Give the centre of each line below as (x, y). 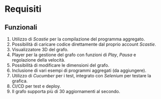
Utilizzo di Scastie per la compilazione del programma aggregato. (78, 39)
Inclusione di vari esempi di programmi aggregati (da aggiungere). (79, 70)
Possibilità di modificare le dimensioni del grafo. (60, 65)
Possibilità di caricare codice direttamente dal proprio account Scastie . (84, 44)
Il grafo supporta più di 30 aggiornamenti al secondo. (66, 91)
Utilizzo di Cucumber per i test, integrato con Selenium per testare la (81, 76)
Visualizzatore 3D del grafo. (40, 49)
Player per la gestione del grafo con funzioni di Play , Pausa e (74, 55)
